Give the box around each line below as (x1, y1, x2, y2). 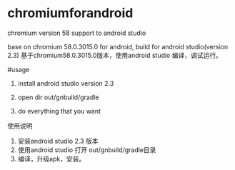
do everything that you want (17, 106, 101, 115)
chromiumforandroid (7, 5, 134, 21)
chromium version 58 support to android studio (7, 29, 146, 37)
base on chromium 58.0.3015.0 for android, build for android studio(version (7, 42, 229, 51)
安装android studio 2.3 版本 (17, 136, 99, 145)
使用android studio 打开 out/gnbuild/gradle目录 (17, 145, 156, 154)
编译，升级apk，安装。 (17, 154, 86, 163)
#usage (7, 65, 30, 74)
